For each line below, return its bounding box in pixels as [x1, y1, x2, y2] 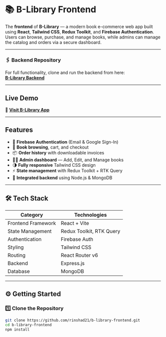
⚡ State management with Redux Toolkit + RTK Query [12, 167, 123, 173]
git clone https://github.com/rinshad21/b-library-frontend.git [5, 318, 140, 323]
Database [7, 267, 30, 274]
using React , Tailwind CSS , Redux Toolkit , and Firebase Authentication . [5, 29, 154, 35]
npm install [5, 327, 30, 332]
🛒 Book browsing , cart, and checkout [12, 144, 89, 150]
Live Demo [5, 94, 39, 102]
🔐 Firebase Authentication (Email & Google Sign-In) [12, 139, 119, 145]
